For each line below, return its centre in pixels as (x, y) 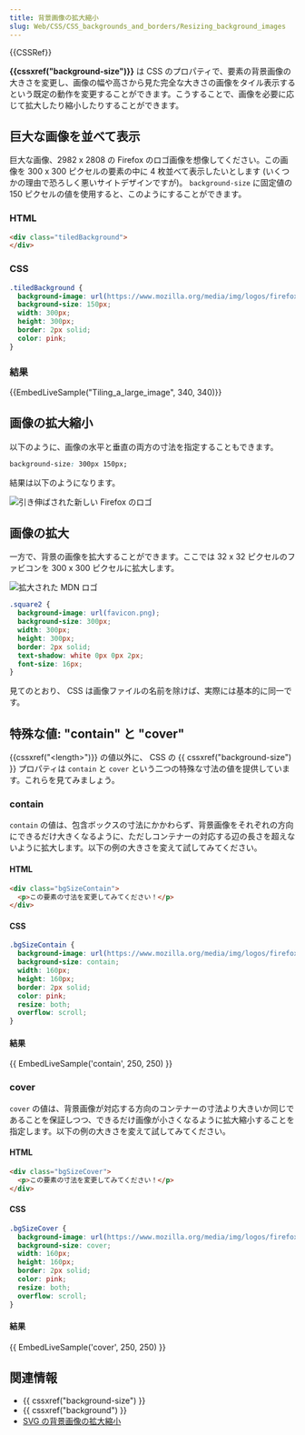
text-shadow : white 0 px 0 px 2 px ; (81, 656)
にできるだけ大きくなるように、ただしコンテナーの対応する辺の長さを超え (148, 837)
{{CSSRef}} (31, 52)
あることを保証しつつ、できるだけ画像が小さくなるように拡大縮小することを (152, 1119)
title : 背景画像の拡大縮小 (54, 18)
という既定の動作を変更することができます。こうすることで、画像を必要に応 (152, 94)
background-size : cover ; (64, 1245)
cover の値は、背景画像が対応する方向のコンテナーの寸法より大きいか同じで (152, 1108)
